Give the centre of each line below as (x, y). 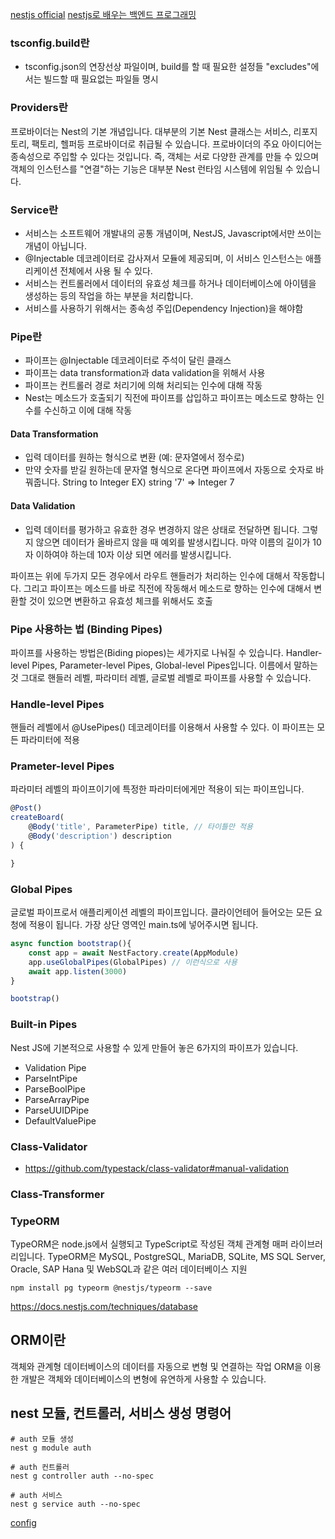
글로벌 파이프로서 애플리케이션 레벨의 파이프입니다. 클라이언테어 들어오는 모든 (161, 912)
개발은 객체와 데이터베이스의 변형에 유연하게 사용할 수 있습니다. (143, 1379)
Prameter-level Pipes (62, 766)
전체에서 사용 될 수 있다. (106, 270)
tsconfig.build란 (50, 43)
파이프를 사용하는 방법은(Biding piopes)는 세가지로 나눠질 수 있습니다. (147, 652)
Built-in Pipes (44, 1025)
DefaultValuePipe (60, 1120)
